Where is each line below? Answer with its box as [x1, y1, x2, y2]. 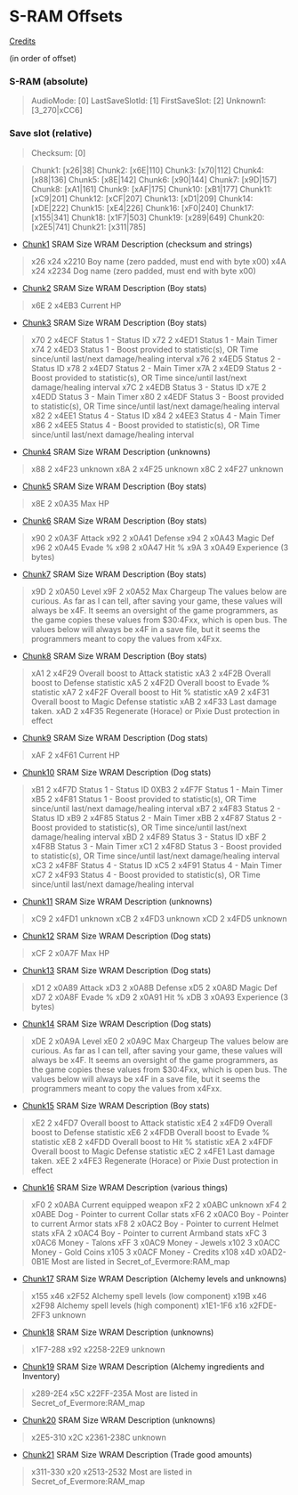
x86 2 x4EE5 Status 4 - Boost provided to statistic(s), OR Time [30, 419, 261, 430]
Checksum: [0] [30, 147, 86, 158]
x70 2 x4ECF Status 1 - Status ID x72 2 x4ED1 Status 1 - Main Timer [30, 334, 278, 345]
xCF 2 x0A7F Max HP [30, 947, 110, 958]
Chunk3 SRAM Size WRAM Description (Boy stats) [21, 317, 207, 328]
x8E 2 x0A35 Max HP [30, 498, 109, 508]
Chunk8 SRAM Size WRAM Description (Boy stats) [21, 650, 207, 661]
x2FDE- [248, 1300, 278, 1311]
